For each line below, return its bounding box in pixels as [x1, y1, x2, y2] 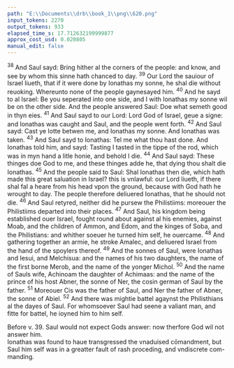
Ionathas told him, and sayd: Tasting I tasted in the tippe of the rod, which [7, 142, 219, 151]
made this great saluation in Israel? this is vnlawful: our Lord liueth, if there [7, 175, 221, 184]
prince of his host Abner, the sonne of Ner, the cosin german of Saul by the [7, 277, 224, 286]
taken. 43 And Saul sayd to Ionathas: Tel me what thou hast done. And [7, 134, 208, 144]
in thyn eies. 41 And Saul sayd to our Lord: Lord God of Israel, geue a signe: [7, 110, 224, 119]
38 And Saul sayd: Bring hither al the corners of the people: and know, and [7, 62, 221, 71]
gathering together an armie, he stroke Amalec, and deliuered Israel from [7, 238, 217, 246]
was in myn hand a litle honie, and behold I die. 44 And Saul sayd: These [7, 150, 215, 160]
